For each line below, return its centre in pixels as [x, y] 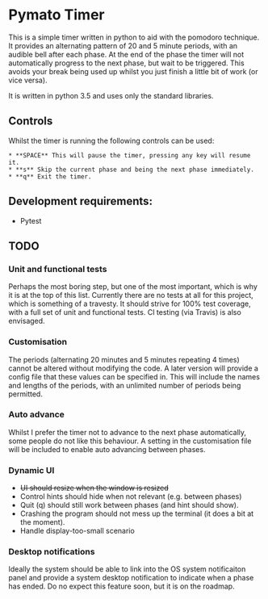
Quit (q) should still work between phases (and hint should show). [129, 505]
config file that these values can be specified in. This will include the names [134, 376]
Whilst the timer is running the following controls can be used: [111, 140]
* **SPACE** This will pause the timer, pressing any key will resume [130, 155]
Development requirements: [81, 201]
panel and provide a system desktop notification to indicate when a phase [131, 578]
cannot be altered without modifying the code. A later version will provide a [133, 368]
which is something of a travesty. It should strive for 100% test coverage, [130, 304]
